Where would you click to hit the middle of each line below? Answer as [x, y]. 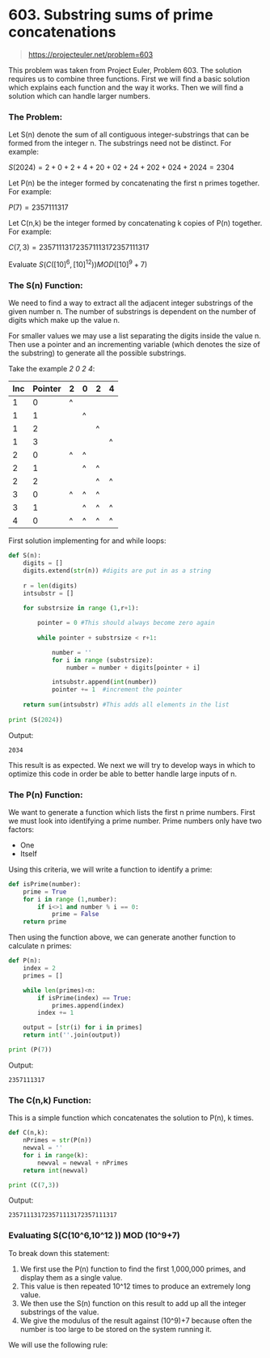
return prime [45, 922]
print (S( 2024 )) [36, 719]
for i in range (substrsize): [102, 660]
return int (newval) [56, 1170]
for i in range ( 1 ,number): [70, 899]
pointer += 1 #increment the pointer [117, 690]
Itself [29, 853]
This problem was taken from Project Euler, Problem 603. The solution [125, 70]
